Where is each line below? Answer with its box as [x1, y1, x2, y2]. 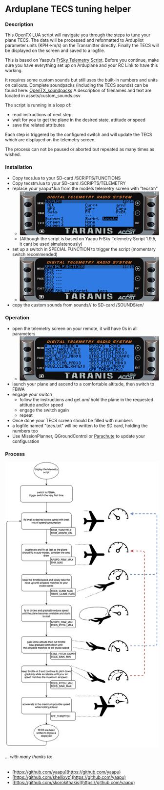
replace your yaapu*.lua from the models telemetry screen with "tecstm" [12, 185, 158, 191]
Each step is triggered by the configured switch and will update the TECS [5, 131, 152, 138]
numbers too [12, 428, 38, 434]
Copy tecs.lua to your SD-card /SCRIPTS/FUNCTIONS [12, 175, 121, 181]
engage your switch [12, 391, 52, 398]
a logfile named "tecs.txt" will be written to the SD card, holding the [12, 423, 148, 429]
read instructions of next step [12, 112, 72, 118]
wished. [5, 152, 21, 157]
